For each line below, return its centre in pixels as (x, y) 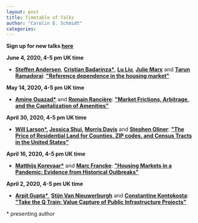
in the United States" (42, 142)
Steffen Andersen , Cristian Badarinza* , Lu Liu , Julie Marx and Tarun (103, 70)
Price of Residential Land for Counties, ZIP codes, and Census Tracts (104, 136)
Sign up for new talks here (40, 46)
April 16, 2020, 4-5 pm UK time (46, 154)
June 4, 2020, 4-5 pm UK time (45, 58)
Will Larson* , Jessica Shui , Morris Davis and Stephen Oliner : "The (100, 129)
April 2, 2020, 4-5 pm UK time (45, 184)
